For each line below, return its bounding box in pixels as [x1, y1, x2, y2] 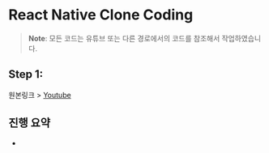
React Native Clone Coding [8, 6, 194, 24]
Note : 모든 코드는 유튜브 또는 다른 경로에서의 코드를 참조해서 [28, 33, 220, 43]
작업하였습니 [221, 33, 262, 43]
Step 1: [8, 67, 44, 82]
